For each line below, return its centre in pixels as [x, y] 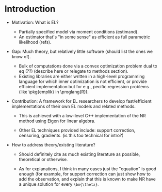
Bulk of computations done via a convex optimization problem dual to [88, 66]
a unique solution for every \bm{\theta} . [59, 184]
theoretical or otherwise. [43, 159]
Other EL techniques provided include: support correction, [77, 130]
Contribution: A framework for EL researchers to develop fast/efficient [81, 101]
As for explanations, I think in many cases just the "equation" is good [88, 169]
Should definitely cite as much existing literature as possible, [79, 154]
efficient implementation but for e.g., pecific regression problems [84, 86]
